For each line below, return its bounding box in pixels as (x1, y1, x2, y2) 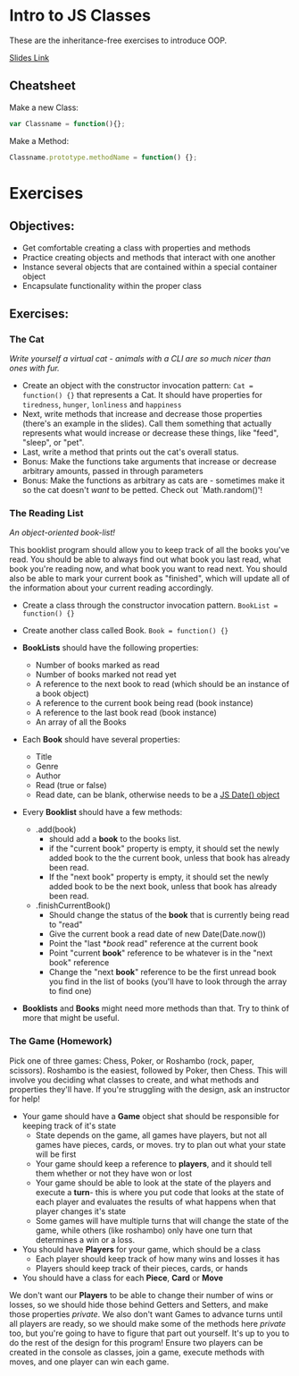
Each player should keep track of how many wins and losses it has (35, 1253, 280, 1264)
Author (35, 770, 62, 781)
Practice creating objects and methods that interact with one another (21, 251, 276, 262)
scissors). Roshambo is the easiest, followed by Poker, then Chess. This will (9, 1065, 287, 1075)
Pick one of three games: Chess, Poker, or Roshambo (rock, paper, (9, 1055, 254, 1066)
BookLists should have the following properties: (21, 642, 199, 653)
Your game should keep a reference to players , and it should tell (35, 1158, 272, 1168)
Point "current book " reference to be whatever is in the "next (48, 947, 273, 958)
